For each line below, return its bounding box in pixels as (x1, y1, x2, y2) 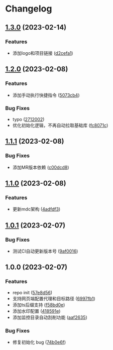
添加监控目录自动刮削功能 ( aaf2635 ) (12, 314, 88, 320)
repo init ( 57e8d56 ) (12, 289, 53, 295)
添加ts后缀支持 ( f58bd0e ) (12, 302, 65, 308)
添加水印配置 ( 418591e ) (12, 308, 61, 314)
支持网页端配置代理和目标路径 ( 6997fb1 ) (12, 295, 95, 301)
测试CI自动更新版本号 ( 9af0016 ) (12, 248, 78, 254)
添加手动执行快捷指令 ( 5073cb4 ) (12, 92, 80, 98)
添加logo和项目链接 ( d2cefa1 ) (12, 50, 73, 56)
